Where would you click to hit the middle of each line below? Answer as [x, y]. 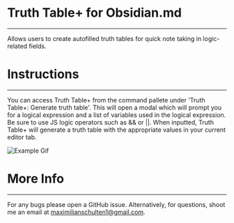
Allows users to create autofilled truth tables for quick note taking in [104, 38]
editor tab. [22, 137]
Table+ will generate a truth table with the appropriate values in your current [117, 130]
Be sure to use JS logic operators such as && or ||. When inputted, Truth [111, 122]
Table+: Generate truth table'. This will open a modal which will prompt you [115, 107]
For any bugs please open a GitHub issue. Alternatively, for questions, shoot [116, 204]
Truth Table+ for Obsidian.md [95, 13]
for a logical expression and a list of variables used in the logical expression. [117, 115]
